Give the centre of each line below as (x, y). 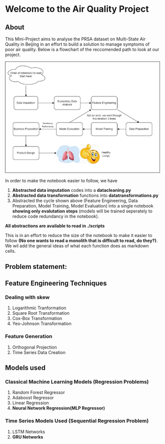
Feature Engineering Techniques (56, 283)
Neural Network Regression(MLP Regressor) (59, 408)
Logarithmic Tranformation (39, 308)
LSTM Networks (28, 432)
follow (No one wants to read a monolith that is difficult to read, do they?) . (82, 241)
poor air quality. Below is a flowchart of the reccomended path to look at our (82, 49)
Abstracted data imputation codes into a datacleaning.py (71, 190)
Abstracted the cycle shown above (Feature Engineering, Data (75, 201)
